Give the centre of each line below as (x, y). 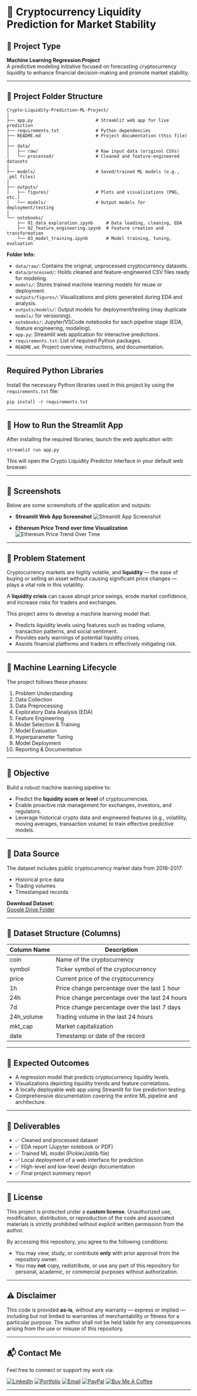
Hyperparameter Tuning (44, 737)
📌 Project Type (34, 46)
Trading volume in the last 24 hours (105, 1017)
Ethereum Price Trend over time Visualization (71, 528)
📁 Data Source (33, 854)
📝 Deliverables (34, 1126)
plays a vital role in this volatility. (45, 585)
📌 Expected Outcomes (48, 1063)
